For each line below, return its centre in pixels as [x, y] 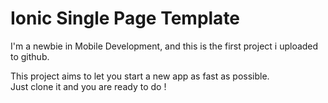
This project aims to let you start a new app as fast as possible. [140, 76]
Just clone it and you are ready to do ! [88, 86]
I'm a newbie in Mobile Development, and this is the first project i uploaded [164, 46]
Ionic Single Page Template [125, 18]
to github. [30, 56]
